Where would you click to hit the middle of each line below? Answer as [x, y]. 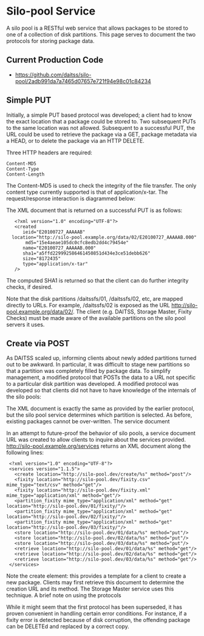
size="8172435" [42, 258]
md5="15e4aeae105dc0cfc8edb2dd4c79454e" [77, 242]
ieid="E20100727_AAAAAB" [54, 232]
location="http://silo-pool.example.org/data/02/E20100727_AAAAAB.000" [104, 237]
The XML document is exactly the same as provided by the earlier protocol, [100, 409]
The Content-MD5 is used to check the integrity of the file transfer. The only [101, 185]
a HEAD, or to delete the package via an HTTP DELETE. [75, 140]
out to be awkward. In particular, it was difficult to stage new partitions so [98, 364]
